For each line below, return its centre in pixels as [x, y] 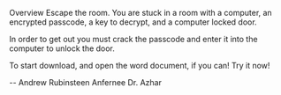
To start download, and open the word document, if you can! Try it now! [140, 66]
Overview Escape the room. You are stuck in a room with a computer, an [140, 13]
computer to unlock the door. [62, 48]
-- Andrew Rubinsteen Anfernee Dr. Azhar [85, 82]
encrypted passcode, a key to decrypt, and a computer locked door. [133, 22]
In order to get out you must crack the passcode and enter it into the [133, 39]
